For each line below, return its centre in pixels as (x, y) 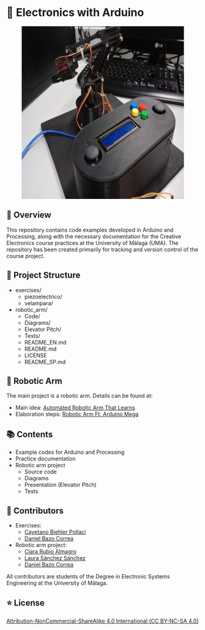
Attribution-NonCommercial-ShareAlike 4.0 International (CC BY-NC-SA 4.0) (102, 621)
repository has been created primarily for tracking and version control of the (102, 249)
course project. (25, 256)
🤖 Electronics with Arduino (75, 13)
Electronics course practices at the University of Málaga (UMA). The (92, 243)
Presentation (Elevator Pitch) (60, 485)
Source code (40, 472)
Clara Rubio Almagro (50, 551)
